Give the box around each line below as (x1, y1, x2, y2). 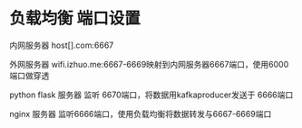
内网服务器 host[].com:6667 (9, 40, 114, 50)
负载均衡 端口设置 (9, 8, 141, 29)
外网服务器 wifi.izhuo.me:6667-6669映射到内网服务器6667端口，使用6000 (9, 59, 289, 69)
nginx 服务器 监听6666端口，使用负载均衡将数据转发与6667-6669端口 (9, 108, 272, 119)
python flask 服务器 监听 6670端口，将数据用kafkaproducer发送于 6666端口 (9, 89, 294, 100)
